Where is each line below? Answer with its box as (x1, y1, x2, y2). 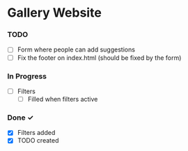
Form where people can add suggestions (17, 45, 136, 54)
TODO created (17, 136, 59, 145)
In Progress (7, 71, 47, 81)
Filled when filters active (27, 95, 98, 103)
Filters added (17, 129, 56, 137)
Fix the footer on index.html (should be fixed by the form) (17, 54, 182, 62)
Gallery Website (7, 5, 102, 21)
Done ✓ (7, 113, 34, 122)
